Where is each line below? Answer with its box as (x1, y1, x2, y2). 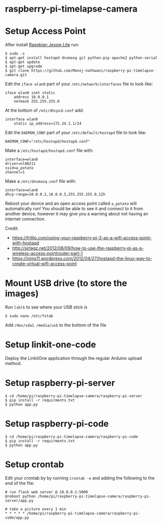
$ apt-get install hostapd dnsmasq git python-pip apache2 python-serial (5, 55, 158, 60)
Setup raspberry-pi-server (5, 378, 115, 389)
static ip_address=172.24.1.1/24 (14, 121, 82, 126)
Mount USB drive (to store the (5, 278, 127, 289)
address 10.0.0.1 (14, 95, 49, 100)
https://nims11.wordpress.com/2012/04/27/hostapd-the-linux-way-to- (12, 255, 152, 261)
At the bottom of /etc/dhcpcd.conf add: (5, 108, 84, 113)
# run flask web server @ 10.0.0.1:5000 (5, 489, 89, 494)
